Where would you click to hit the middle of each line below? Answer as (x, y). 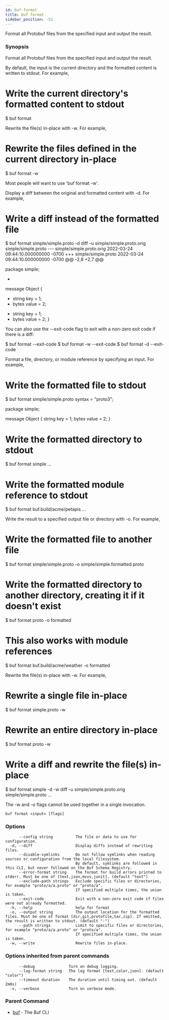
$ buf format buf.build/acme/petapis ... (46, 509)
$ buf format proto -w (28, 744)
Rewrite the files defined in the (71, 148)
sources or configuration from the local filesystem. (63, 859)
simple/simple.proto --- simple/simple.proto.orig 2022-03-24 (69, 249)
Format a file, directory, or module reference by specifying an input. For (80, 359)
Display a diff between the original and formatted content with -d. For (77, 193)
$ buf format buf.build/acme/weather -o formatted (58, 665)
